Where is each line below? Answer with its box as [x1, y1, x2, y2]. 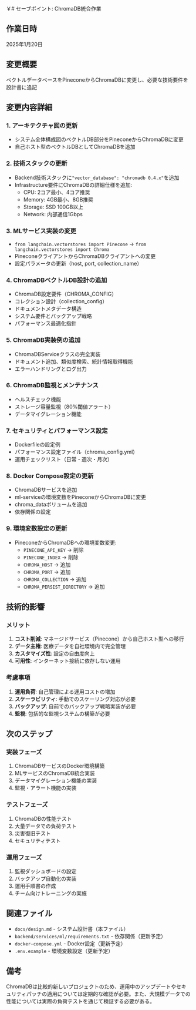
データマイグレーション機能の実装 [14, 777, 97, 784]
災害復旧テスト [14, 830, 51, 837]
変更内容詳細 [6, 102, 53, 113]
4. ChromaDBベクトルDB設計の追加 [6, 276, 107, 284]
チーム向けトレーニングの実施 [14, 890, 87, 897]
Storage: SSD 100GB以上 [23, 203, 84, 210]
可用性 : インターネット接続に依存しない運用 [14, 657, 121, 665]
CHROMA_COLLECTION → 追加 [23, 575, 87, 583]
